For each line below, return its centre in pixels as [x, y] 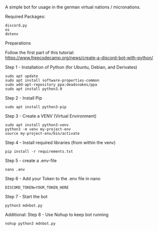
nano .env [15, 169]
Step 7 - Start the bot [26, 197]
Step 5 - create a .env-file [31, 160]
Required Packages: [25, 16]
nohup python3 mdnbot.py [30, 224]
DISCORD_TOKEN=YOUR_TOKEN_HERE [37, 188]
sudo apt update [22, 76]
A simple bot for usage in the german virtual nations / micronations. [73, 7]
